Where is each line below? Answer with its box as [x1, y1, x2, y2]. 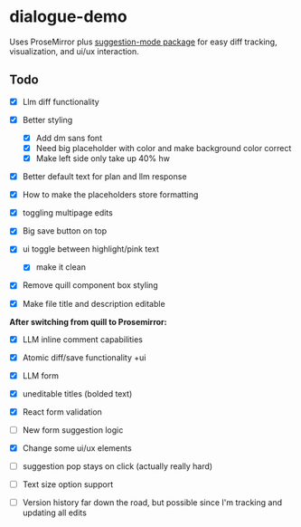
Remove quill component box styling [22, 280, 158, 291]
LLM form [22, 369, 60, 381]
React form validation [22, 406, 102, 417]
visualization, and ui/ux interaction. [9, 45, 140, 56]
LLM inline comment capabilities [22, 333, 143, 345]
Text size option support [22, 479, 114, 490]
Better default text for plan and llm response [22, 171, 187, 182]
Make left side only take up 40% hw [35, 153, 170, 164]
